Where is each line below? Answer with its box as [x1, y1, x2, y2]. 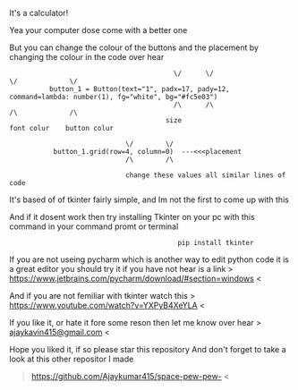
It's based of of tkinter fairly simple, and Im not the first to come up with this [9, 194, 289, 205]
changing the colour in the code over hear [9, 52, 165, 62]
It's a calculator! [9, 8, 69, 18]
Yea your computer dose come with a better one [9, 25, 188, 35]
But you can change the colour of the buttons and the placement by [9, 42, 260, 53]
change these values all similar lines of [124, 171, 286, 180]
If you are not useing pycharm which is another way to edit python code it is [9, 254, 289, 265]
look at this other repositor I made [9, 353, 134, 364]
